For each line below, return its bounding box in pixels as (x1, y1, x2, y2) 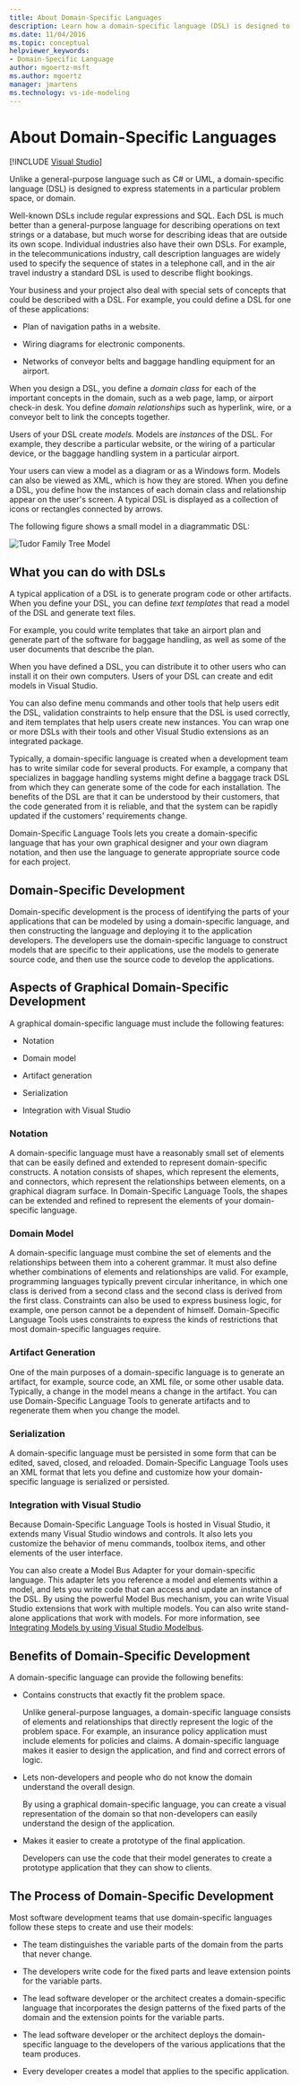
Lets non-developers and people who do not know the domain (21, 1772, 253, 1783)
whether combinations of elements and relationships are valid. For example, (9, 1266, 289, 1277)
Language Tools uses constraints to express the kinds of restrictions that (9, 1314, 278, 1325)
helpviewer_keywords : (9, 47, 90, 56)
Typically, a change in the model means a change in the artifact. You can (9, 1386, 278, 1397)
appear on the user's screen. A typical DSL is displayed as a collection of (9, 495, 279, 505)
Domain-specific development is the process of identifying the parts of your (9, 907, 290, 917)
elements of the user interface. (9, 1547, 124, 1558)
